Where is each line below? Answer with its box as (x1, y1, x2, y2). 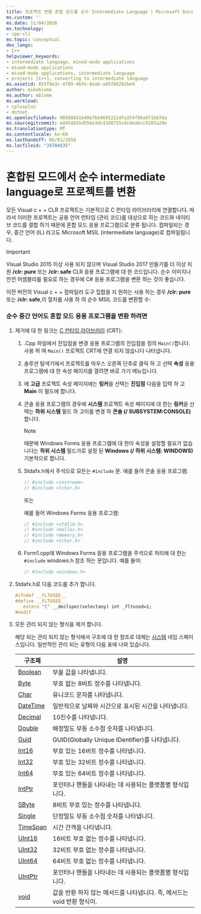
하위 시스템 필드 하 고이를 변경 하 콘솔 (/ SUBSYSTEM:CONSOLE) (35, 408, 191, 415)
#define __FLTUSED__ (14, 598, 66, 604)
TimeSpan (17, 823, 47, 831)
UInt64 (17, 856, 38, 865)
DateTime (17, 702, 45, 710)
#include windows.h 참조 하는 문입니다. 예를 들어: (23, 557, 142, 564)
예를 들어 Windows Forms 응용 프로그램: (23, 509, 120, 516)
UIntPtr (17, 873, 38, 881)
